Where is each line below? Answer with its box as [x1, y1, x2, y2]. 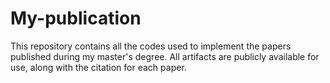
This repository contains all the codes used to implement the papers [10, 40, 292, 52]
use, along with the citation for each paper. [10, 61, 187, 73]
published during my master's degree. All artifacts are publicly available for [10, 50, 320, 62]
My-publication [10, 7, 142, 30]
